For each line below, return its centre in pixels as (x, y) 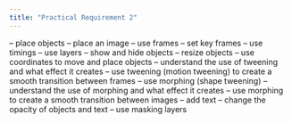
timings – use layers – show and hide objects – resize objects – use (132, 52)
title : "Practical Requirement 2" (74, 17)
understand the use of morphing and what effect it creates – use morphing (146, 90)
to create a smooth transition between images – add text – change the (138, 100)
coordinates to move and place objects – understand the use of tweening (144, 61)
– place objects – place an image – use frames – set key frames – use (136, 43)
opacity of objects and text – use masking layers (98, 109)
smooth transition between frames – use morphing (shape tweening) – (138, 80)
